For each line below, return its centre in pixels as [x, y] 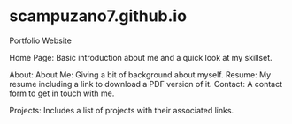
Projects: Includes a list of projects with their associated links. [122, 110]
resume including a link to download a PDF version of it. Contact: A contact [146, 84]
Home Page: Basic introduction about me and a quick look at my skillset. [141, 57]
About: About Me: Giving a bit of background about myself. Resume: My [140, 74]
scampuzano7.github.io [98, 16]
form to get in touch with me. [62, 93]
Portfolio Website [41, 40]
